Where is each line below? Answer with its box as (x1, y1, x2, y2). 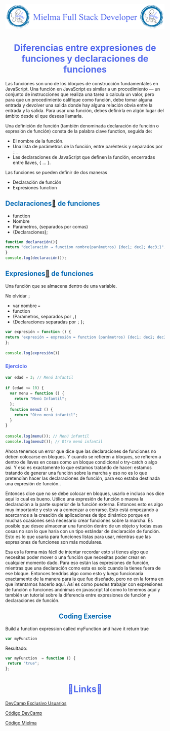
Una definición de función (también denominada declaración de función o (5, 122, 159, 128)
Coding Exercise (58, 612, 112, 621)
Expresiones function (12, 184, 57, 190)
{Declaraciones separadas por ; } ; (12, 319, 85, 325)
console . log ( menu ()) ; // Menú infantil (5, 434, 90, 439)
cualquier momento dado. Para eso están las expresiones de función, (5, 559, 150, 566)
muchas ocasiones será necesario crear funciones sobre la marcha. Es (5, 517, 153, 523)
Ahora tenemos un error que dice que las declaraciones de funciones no (5, 448, 157, 454)
